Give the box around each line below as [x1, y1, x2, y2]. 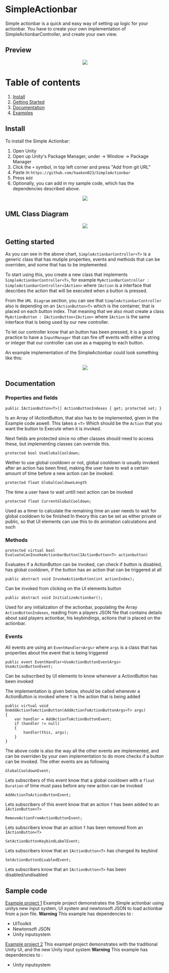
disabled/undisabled [5, 872, 48, 878]
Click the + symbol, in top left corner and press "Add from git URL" [12, 164, 151, 170]
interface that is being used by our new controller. [5, 319, 109, 325]
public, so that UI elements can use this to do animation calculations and [5, 518, 156, 525]
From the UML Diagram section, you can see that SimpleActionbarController [5, 298, 162, 304]
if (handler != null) [14, 721, 60, 726]
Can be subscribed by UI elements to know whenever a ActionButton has [5, 673, 158, 679]
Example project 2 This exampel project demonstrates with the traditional [5, 941, 158, 947]
